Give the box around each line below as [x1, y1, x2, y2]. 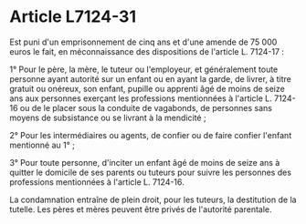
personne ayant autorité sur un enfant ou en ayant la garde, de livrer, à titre [9, 73, 292, 84]
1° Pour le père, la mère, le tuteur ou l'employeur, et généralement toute [9, 64, 279, 75]
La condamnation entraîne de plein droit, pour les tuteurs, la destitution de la [9, 194, 297, 205]
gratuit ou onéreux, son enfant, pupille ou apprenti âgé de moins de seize [9, 83, 285, 94]
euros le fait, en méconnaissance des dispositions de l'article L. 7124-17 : [9, 46, 285, 56]
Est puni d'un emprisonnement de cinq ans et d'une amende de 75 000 [9, 36, 278, 47]
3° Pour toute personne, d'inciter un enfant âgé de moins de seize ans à [9, 157, 280, 168]
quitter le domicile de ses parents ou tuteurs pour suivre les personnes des [9, 167, 292, 178]
